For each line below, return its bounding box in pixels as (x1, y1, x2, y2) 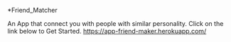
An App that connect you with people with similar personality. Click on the (7, 20, 224, 27)
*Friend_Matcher (7, 6, 58, 14)
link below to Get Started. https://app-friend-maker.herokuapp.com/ (7, 27, 207, 35)
